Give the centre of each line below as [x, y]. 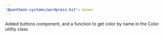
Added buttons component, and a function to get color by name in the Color [82, 24]
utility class [16, 29]
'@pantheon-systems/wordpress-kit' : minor [49, 10]
